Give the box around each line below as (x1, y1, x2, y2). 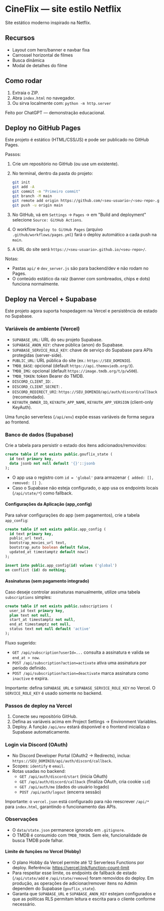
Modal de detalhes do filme (12, 62, 68, 68)
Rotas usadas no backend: (12, 768, 66, 774)
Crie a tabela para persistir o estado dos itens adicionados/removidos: (5, 443, 147, 448)
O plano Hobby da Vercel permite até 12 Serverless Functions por (12, 860, 144, 865)
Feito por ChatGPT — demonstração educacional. (5, 109, 105, 116)
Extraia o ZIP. (12, 90, 39, 96)
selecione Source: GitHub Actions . (12, 217, 83, 222)
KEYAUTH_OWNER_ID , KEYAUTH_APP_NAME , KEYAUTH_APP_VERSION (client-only (12, 399, 153, 405)
